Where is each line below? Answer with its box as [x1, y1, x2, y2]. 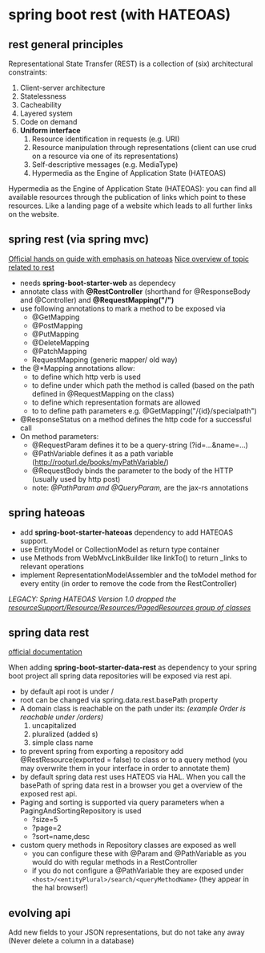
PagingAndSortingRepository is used [19, 806, 142, 816]
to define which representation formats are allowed [31, 397, 201, 407]
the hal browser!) [31, 883, 89, 893]
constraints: [8, 67, 48, 77]
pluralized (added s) [31, 729, 98, 739]
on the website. [8, 210, 59, 218]
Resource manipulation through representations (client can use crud [31, 143, 257, 152]
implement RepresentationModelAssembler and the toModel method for [19, 570, 258, 580]
